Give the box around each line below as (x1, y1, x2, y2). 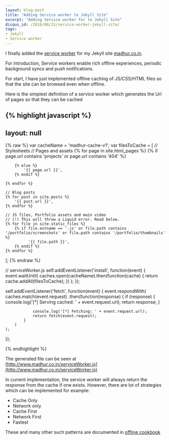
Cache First (12, 408, 37, 414)
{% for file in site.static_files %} (5, 222, 86, 227)
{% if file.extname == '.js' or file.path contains (14, 226, 127, 231)
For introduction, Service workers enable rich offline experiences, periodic (5, 60, 162, 66)
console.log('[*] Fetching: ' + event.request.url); (32, 309, 147, 314)
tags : (5, 27, 17, 32)
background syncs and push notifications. (5, 65, 94, 72)
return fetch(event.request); (32, 313, 97, 318)
